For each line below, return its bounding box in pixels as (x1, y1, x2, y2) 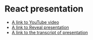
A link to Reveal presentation (11, 24, 69, 30)
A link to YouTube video (11, 19, 59, 25)
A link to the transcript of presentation (11, 29, 88, 35)
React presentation (4, 3, 84, 14)
